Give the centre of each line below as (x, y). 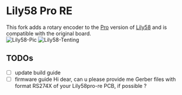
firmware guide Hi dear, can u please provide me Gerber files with (95, 79)
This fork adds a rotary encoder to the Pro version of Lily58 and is (87, 27)
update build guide (38, 73)
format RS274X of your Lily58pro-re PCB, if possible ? (81, 86)
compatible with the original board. (49, 33)
